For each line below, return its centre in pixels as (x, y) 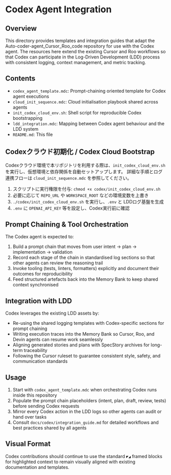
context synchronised (35, 285)
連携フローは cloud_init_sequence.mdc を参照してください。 (68, 178)
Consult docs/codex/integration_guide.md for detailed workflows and (86, 422)
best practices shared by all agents (50, 428)
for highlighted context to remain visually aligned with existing (70, 462)
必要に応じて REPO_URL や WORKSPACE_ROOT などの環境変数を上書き (81, 195)
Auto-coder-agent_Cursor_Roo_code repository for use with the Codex (80, 46)
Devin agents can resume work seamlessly (58, 340)
